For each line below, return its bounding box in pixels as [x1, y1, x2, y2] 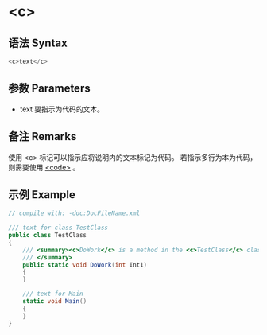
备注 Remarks [8, 130, 77, 143]
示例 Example [8, 188, 75, 201]
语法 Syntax [8, 36, 68, 49]
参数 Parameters [8, 82, 91, 95]
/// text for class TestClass [8, 224, 109, 232]
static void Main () [22, 298, 87, 306]
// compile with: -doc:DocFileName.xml [8, 209, 141, 217]
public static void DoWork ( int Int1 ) [22, 261, 148, 269]
